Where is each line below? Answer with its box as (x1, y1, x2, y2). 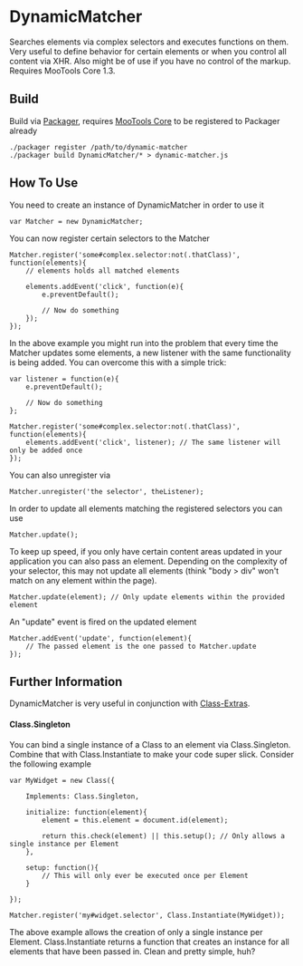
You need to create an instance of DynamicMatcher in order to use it (9, 199, 265, 210)
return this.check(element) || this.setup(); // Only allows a (42, 831, 285, 840)
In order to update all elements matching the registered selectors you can (9, 503, 283, 514)
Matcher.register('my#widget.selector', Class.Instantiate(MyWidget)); (9, 911, 285, 920)
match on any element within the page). (9, 575, 157, 585)
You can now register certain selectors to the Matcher (9, 233, 211, 244)
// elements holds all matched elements (25, 266, 180, 275)
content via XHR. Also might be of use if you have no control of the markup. (9, 55, 291, 66)
